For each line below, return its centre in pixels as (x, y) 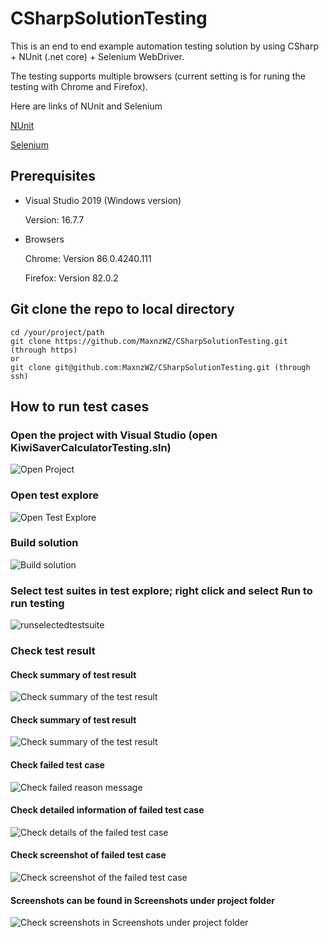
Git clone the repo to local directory (122, 309)
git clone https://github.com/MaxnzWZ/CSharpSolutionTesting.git (149, 341)
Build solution (44, 543)
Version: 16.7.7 (54, 219)
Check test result (53, 651)
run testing (37, 603)
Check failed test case (57, 765)
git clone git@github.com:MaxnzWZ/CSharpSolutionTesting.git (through (160, 367)
